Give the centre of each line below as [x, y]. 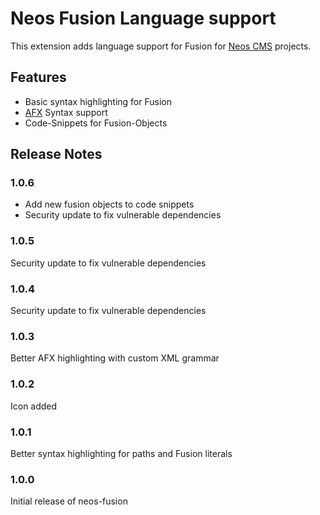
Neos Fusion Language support [143, 18]
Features [38, 77]
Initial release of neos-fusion [69, 501]
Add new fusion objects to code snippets [109, 204]
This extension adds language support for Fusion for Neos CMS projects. [161, 46]
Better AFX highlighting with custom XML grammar [115, 358]
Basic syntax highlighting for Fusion [98, 101]
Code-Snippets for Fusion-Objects [96, 123]
